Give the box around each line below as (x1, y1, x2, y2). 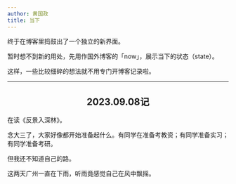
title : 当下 (7, 17, 40, 24)
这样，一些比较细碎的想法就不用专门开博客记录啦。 (7, 67, 155, 75)
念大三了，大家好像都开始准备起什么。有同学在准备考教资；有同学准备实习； (7, 131, 229, 139)
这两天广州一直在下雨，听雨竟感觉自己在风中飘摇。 (7, 169, 155, 178)
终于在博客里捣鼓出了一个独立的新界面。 (7, 37, 124, 46)
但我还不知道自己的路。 (7, 155, 75, 163)
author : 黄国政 (7, 10, 48, 18)
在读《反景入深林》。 (7, 116, 66, 124)
